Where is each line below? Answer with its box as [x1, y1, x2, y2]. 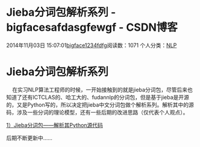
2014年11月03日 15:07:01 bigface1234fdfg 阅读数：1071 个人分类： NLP [6, 42, 177, 49]
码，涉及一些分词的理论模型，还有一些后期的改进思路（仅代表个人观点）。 [6, 108, 189, 116]
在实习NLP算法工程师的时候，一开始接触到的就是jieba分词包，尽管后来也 [11, 86, 193, 93]
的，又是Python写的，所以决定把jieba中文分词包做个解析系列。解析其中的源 [6, 101, 195, 108]
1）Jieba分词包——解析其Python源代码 [6, 121, 104, 128]
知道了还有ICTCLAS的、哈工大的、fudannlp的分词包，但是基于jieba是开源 [6, 93, 190, 101]
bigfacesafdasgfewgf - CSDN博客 [6, 20, 178, 34]
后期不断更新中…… [6, 134, 53, 142]
